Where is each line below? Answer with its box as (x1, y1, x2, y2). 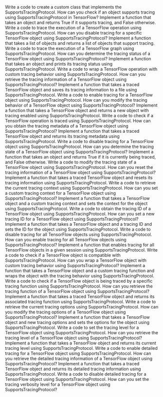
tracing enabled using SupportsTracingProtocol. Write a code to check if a (5, 113, 154, 118)
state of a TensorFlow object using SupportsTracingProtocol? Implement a (5, 149, 154, 155)
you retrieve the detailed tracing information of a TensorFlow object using (5, 356, 153, 361)
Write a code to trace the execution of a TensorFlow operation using (5, 25, 142, 31)
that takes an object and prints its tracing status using (5, 61, 113, 67)
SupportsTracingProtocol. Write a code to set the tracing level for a (5, 325, 139, 330)
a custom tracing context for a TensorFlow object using (5, 190, 116, 196)
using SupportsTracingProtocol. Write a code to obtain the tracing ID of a (5, 206, 151, 211)
